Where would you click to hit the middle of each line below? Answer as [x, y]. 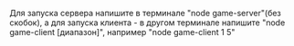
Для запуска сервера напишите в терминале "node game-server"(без [145, 13]
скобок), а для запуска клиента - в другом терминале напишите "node [147, 23]
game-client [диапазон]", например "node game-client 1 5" [122, 32]
